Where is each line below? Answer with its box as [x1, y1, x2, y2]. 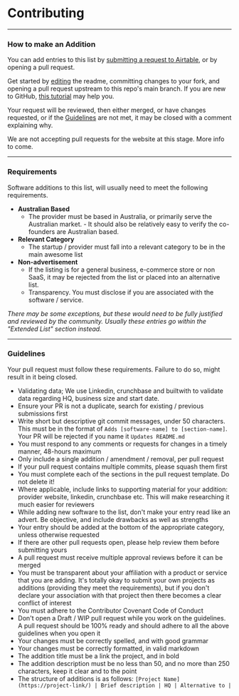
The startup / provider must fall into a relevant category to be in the [28, 242, 225, 251]
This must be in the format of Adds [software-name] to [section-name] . [17, 424, 228, 433]
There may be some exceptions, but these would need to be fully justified [7, 309, 223, 318]
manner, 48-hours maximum [17, 447, 102, 456]
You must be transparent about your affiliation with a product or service [17, 568, 228, 577]
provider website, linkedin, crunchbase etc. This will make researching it [17, 492, 230, 501]
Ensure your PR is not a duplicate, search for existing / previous [17, 401, 204, 410]
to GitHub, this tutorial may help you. [7, 92, 115, 101]
